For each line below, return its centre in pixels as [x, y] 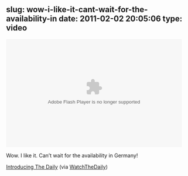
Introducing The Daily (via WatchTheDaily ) [57, 167]
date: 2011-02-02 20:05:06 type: [120, 19]
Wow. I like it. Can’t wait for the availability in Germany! [72, 155]
